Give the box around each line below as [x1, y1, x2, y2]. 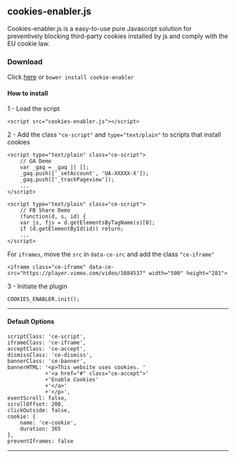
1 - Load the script [7, 105, 60, 113]
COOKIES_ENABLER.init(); [7, 295, 80, 303]
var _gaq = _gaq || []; [20, 164, 90, 171]
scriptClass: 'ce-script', [7, 333, 86, 340]
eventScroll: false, [7, 394, 68, 402]
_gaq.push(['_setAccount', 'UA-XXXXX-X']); [20, 170, 150, 177]
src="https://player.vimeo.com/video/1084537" [7, 270, 146, 277]
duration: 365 [20, 425, 61, 432]
